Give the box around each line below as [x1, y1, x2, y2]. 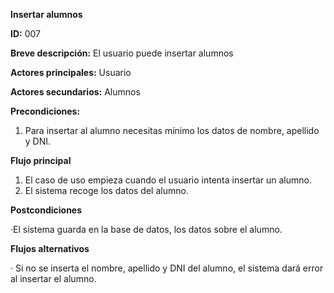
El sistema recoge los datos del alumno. [24, 185, 189, 196]
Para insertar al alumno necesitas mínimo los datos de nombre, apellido [24, 125, 320, 136]
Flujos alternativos [10, 243, 90, 254]
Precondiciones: [10, 105, 81, 117]
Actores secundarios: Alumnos [10, 86, 141, 98]
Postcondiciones [10, 204, 83, 216]
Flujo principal [10, 155, 72, 166]
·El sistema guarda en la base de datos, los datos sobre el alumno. [10, 224, 283, 235]
